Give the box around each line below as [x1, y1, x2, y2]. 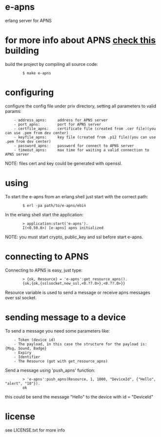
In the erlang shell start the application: [5, 211, 84, 217]
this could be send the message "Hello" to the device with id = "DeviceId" [5, 394, 154, 399]
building [5, 45, 39, 56]
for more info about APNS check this [5, 35, 156, 46]
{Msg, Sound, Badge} [5, 346, 47, 351]
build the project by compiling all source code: [5, 61, 99, 67]
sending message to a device [5, 312, 126, 323]
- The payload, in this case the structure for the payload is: [14, 341, 147, 347]
